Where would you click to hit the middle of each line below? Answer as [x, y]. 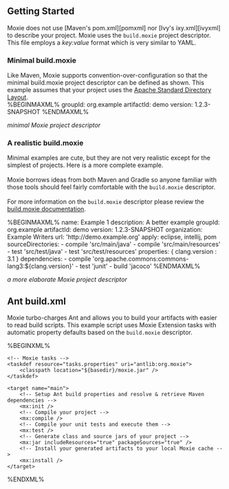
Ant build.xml [37, 301]
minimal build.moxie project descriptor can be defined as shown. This [106, 83]
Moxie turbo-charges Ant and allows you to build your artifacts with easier [112, 318]
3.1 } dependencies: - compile [49, 259]
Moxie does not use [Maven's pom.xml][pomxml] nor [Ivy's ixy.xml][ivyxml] [114, 28]
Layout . [18, 97]
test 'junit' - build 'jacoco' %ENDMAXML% [140, 266]
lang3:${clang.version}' [41, 266]
